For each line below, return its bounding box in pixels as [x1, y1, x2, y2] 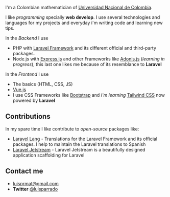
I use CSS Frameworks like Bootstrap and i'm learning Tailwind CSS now [12, 92, 165, 98]
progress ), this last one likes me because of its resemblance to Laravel [12, 61, 162, 67]
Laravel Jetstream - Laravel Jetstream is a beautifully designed [12, 146, 145, 152]
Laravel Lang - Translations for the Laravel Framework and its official [12, 136, 157, 142]
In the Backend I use [5, 35, 48, 41]
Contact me [5, 167, 43, 176]
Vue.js [12, 86, 27, 93]
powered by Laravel [12, 97, 55, 103]
